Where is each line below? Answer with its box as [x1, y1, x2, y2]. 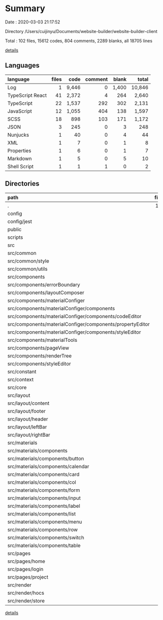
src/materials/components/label [7, 502, 81, 509]
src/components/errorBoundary [7, 281, 81, 288]
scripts [7, 234, 23, 241]
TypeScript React [7, 92, 47, 99]
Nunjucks [7, 131, 29, 138]
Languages [5, 61, 40, 70]
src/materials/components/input [7, 495, 81, 501]
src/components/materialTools [7, 337, 78, 343]
